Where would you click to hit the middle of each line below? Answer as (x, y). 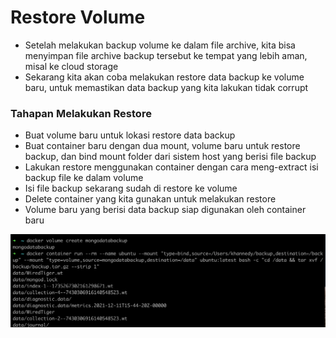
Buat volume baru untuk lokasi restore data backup (130, 135)
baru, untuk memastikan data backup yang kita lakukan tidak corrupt (166, 87)
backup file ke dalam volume (84, 178)
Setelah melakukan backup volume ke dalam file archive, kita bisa (160, 45)
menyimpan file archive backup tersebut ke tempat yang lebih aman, (166, 55)
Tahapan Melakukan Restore (81, 113)
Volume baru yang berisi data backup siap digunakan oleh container (165, 210)
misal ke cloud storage (71, 66)
